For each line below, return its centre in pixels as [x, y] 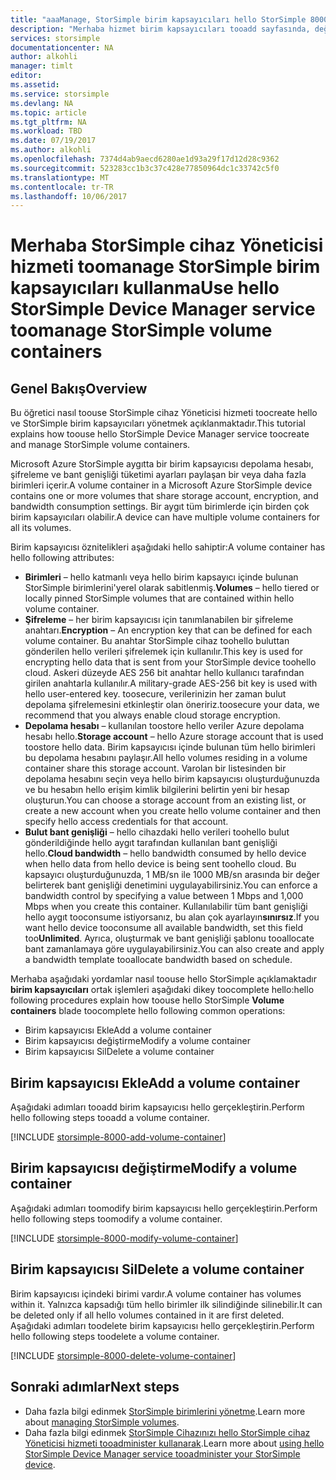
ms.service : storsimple [60, 94]
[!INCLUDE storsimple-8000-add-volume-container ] [118, 1137]
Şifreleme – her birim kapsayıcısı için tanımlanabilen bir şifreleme [159, 620]
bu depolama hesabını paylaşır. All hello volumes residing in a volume [166, 758]
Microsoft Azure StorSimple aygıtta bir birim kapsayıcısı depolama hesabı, [162, 464]
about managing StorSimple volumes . [102, 1422]
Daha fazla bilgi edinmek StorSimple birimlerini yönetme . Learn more [165, 1411]
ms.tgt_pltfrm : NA [48, 122]
